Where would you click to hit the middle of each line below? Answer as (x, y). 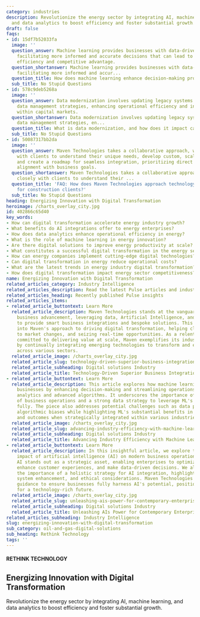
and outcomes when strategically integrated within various (93, 417)
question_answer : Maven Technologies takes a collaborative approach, (101, 151)
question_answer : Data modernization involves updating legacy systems (102, 100)
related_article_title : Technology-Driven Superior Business (89, 373)
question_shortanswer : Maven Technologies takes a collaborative (94, 173)
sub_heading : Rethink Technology (48, 534)
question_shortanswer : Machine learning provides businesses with (96, 67)
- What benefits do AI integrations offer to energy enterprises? (90, 228)
